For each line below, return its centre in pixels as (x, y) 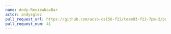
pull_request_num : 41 (28, 24)
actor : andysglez (24, 14)
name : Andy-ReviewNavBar (32, 10)
